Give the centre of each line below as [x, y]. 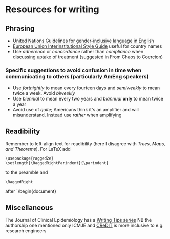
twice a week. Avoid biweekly [44, 93]
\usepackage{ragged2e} [29, 158]
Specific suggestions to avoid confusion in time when [73, 70]
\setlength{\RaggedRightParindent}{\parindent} [57, 163]
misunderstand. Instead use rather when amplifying [67, 115]
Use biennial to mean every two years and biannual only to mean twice [88, 99]
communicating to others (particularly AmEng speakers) [77, 76]
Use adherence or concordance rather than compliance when [78, 52]
